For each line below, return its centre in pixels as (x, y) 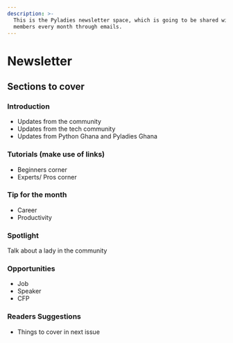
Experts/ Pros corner (47, 177)
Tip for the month (37, 195)
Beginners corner (42, 169)
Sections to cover (46, 87)
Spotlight (23, 235)
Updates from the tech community (66, 129)
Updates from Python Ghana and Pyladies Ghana (87, 136)
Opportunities (31, 269)
